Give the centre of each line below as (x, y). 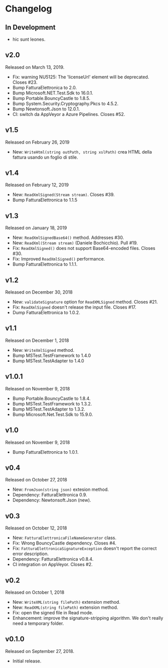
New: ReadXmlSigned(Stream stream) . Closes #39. (63, 195)
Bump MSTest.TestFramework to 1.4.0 (52, 355)
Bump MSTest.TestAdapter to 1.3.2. (49, 409)
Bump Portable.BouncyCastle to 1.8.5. (51, 98)
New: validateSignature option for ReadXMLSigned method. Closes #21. (85, 302)
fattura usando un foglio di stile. (45, 157)
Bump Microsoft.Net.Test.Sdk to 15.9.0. (53, 414)
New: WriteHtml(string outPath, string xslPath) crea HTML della (82, 152)
